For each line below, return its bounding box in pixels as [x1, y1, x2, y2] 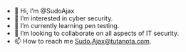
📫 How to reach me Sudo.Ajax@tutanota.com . [14, 37, 152, 45]
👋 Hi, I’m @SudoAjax [14, 7, 75, 15]
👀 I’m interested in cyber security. [14, 14, 113, 22]
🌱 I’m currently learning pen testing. [14, 22, 120, 30]
